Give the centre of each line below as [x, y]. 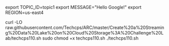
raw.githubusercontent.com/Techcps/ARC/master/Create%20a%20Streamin [85, 27]
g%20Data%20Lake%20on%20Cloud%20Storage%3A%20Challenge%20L [84, 33]
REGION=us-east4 [24, 12]
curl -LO [14, 22]
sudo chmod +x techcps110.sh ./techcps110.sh [90, 38]
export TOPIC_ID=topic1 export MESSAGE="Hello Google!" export [73, 7]
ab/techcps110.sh [23, 38]
